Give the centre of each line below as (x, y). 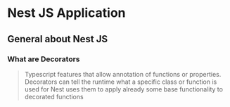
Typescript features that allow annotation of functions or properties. (123, 74)
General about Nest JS (57, 39)
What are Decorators (44, 59)
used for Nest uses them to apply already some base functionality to (124, 89)
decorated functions (54, 96)
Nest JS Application (66, 13)
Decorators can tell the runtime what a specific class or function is (121, 82)
